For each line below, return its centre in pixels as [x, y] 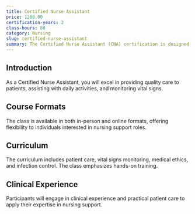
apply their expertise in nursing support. [54, 205]
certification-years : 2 [35, 22]
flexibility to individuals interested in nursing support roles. [76, 127]
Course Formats [36, 107]
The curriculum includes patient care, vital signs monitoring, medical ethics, [97, 159]
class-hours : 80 [26, 28]
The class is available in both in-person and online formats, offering [87, 121]
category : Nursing [28, 33]
